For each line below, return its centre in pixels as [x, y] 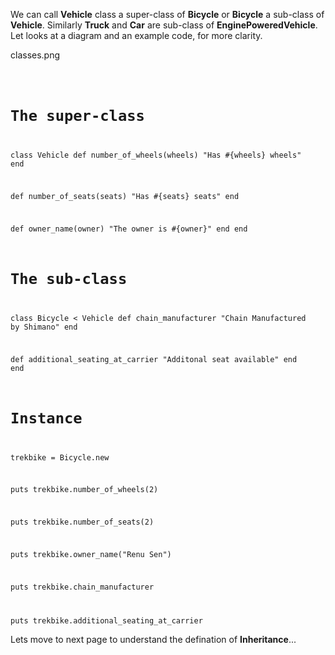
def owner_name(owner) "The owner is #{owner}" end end [129, 229]
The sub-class [69, 278]
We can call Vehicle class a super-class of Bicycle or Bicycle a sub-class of [167, 14]
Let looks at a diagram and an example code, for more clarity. [136, 35]
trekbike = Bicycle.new [60, 457]
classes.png [35, 55]
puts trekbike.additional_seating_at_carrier [106, 620]
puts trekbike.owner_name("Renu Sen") [91, 554]
